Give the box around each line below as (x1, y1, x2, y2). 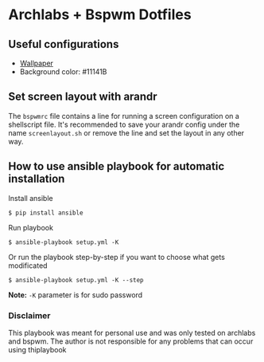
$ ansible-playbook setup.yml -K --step (8, 276, 145, 284)
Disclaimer (8, 309, 51, 321)
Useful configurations (8, 37, 119, 51)
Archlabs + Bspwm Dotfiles (8, 6, 192, 24)
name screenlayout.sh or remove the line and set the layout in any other (8, 128, 245, 137)
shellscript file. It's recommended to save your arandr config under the (8, 120, 240, 129)
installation (8, 172, 65, 186)
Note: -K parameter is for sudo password (8, 289, 143, 300)
